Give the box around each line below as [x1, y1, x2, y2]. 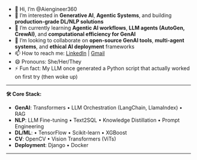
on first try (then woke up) [14, 74, 78, 80]
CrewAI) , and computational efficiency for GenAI [14, 31, 136, 38]
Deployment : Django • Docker [14, 142, 89, 148]
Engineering [14, 123, 44, 129]
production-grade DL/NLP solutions [14, 18, 104, 25]
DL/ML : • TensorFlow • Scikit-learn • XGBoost [14, 129, 127, 136]
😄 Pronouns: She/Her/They [14, 58, 82, 65]
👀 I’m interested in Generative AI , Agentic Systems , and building [14, 12, 172, 19]
